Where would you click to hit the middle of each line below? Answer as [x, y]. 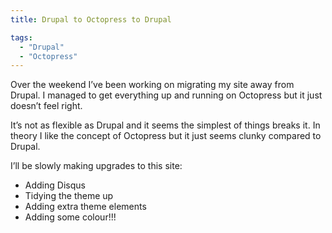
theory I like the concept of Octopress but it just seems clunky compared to [166, 136]
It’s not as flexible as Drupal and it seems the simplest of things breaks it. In [165, 125]
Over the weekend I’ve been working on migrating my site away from [152, 85]
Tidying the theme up [69, 196]
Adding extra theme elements [85, 207]
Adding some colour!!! [70, 217]
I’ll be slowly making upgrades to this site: [96, 166]
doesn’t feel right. [46, 106]
